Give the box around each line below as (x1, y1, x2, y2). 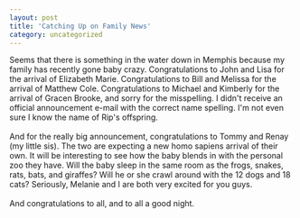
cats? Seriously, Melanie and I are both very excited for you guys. (9, 179, 253, 190)
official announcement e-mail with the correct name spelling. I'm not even (9, 103, 285, 114)
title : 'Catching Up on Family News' (9, 22, 152, 31)
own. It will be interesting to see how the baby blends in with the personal (9, 150, 283, 161)
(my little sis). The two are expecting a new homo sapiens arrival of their (9, 141, 278, 151)
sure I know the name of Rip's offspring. (9, 112, 158, 123)
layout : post (9, 13, 59, 23)
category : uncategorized (9, 30, 103, 39)
